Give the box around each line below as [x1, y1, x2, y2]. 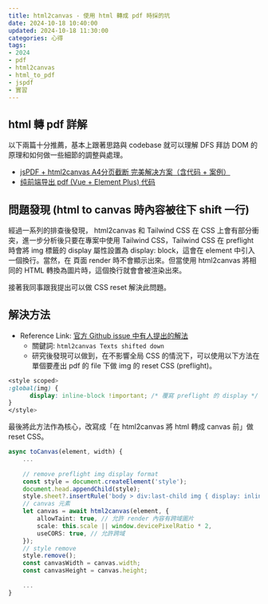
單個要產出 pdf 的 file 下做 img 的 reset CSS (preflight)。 [31, 360, 217, 370]
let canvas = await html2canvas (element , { [22, 507, 170, 515]
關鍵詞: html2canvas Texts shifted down [31, 340, 165, 350]
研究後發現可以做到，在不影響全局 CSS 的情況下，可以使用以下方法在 [31, 351, 260, 360]
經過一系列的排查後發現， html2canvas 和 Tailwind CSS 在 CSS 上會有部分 [8, 225, 253, 235]
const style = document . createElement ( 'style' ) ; [22, 477, 187, 486]
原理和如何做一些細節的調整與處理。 [8, 150, 128, 160]
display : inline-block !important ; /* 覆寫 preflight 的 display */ [29, 391, 259, 399]
